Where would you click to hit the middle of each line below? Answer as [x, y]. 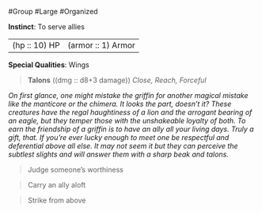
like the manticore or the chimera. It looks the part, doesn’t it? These [120, 104]
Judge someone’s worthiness [76, 170]
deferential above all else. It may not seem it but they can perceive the [123, 146]
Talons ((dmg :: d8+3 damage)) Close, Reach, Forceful [117, 80]
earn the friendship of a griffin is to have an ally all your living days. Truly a [131, 129]
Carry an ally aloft [57, 185]
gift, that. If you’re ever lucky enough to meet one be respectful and [119, 137]
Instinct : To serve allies [47, 26]
